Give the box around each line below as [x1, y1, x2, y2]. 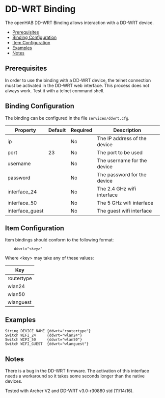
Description [113, 127, 141, 133]
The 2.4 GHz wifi [97, 185, 136, 192]
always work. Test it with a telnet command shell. [5, 87, 105, 94]
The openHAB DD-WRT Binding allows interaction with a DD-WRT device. [5, 20, 154, 26]
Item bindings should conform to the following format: [5, 237, 114, 243]
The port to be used [97, 149, 143, 156]
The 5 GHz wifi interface [97, 199, 154, 206]
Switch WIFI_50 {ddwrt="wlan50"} [5, 337, 82, 342]
